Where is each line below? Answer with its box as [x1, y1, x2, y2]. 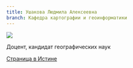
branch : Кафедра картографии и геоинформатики [6, 15, 127, 21]
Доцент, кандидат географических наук [6, 43, 111, 50]
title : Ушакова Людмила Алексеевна [6, 9, 97, 15]
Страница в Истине [6, 55, 58, 62]
